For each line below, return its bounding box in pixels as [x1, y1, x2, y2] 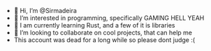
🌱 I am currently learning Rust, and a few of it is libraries [13, 21, 175, 29]
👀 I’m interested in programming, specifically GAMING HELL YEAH [13, 14, 205, 22]
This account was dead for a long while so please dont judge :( [13, 36, 196, 44]
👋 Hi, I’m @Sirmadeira [13, 7, 77, 14]
